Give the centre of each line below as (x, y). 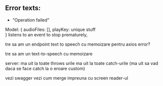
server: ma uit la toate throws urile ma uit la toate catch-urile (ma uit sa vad (82, 63)
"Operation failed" (31, 20)
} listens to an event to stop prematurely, (46, 34)
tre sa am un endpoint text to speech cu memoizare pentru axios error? (78, 44)
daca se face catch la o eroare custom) (45, 68)
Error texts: (23, 8)
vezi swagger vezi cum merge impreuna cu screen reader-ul (67, 78)
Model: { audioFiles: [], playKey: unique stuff (50, 29)
